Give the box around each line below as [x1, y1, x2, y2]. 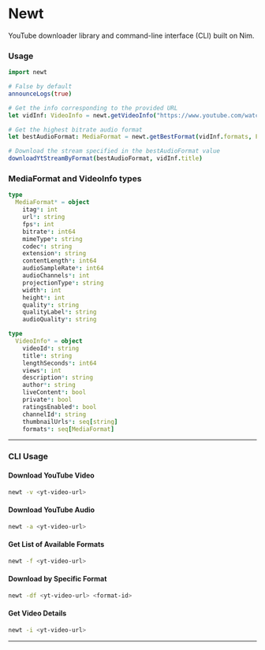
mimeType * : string [22, 235, 83, 243]
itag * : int [22, 206, 58, 214]
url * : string [22, 214, 65, 221]
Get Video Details [8, 608, 67, 618]
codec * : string [22, 242, 73, 251]
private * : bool [22, 396, 73, 404]
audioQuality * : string [22, 316, 97, 324]
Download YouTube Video [8, 470, 95, 480]
